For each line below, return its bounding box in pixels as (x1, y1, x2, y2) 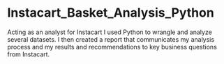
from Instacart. (7, 50, 50, 58)
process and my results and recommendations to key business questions (7, 42, 218, 51)
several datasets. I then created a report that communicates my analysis (7, 35, 215, 43)
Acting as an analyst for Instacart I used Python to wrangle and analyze (7, 28, 213, 36)
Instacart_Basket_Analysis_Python (7, 5, 214, 21)
